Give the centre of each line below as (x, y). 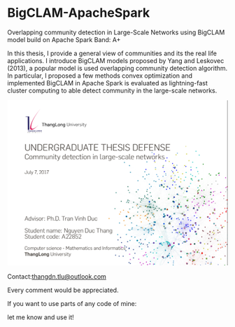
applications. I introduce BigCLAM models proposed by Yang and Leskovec (116, 60)
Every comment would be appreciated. (63, 290)
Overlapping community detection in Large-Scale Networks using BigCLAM (116, 32)
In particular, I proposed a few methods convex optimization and (100, 76)
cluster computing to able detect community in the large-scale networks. (112, 90)
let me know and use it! (41, 317)
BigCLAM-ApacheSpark (79, 13)
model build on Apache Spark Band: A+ (64, 39)
